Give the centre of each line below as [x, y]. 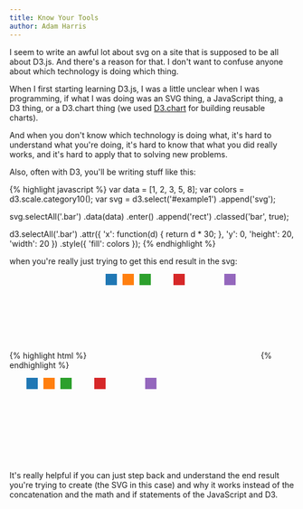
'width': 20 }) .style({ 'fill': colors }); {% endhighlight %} [113, 243]
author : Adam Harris [48, 26]
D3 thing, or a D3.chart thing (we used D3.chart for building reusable [137, 108]
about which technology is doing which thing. [94, 71]
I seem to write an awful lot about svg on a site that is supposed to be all [144, 52]
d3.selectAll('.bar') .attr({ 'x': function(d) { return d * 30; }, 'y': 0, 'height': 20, [151, 234]
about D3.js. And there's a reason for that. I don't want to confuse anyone [146, 61]
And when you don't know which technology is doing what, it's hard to [141, 135]
